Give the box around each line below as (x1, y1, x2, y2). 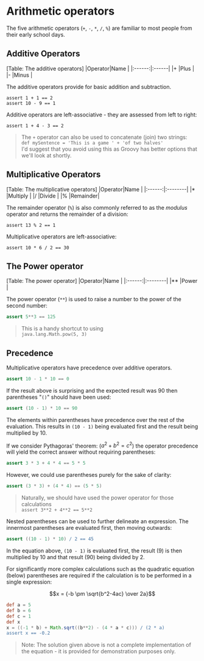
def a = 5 (6, 602, 32, 608)
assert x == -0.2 (6, 630, 51, 637)
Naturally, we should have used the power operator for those (21, 494, 174, 501)
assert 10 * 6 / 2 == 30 (6, 245, 69, 251)
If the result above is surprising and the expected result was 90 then (6, 387, 178, 394)
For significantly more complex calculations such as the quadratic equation (6, 565, 195, 573)
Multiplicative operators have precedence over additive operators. (6, 364, 172, 371)
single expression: (6, 578, 52, 586)
